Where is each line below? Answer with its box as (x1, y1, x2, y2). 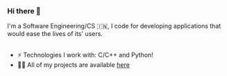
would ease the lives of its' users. (7, 30, 103, 38)
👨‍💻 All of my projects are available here (17, 61, 130, 69)
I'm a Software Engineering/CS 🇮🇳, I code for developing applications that (7, 22, 221, 30)
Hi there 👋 (7, 6, 42, 16)
